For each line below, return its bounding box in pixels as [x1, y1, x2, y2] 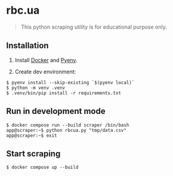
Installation [6, 41, 49, 51]
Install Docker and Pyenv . [14, 56, 78, 63]
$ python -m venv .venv [6, 85, 66, 91]
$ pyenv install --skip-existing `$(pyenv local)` [6, 79, 135, 85]
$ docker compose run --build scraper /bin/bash [6, 122, 129, 128]
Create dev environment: [14, 68, 76, 75]
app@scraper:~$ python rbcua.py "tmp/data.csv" [6, 127, 127, 133]
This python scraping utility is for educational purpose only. [20, 23, 167, 30]
